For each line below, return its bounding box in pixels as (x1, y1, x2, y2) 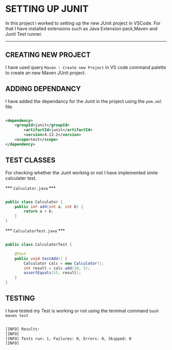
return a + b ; (24, 209, 54, 214)
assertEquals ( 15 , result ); (24, 270, 81, 276)
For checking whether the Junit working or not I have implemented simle (5, 170, 158, 176)
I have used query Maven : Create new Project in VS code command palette (5, 64, 166, 70)
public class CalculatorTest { (5, 242, 72, 247)
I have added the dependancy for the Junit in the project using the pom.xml (5, 98, 162, 104)
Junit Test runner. (5, 31, 42, 37)
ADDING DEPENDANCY (5, 85, 81, 93)
